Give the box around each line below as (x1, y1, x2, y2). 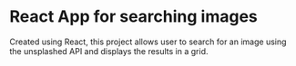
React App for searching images (9, 6, 258, 27)
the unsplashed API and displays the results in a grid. (9, 45, 209, 56)
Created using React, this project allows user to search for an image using (9, 36, 287, 47)
